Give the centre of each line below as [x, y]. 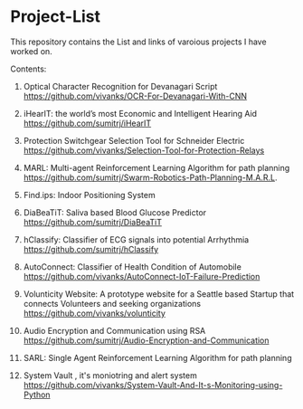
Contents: [28, 69]
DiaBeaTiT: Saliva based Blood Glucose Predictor [115, 212]
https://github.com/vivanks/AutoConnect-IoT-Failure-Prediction [142, 276]
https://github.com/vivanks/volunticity [95, 313]
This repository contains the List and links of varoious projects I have [138, 42]
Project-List [56, 17]
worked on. [31, 51]
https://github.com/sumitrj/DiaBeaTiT [92, 222]
